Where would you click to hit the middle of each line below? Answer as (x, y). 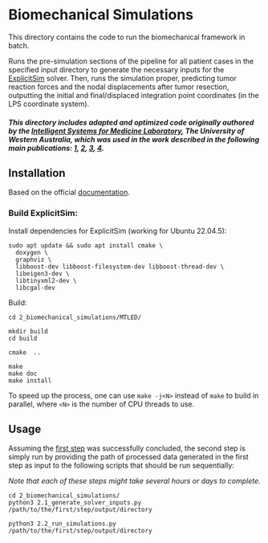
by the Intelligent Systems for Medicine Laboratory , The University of (126, 131)
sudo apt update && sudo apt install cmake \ (85, 245)
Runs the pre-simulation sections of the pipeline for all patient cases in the (131, 61)
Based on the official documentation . (69, 192)
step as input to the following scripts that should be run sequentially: (122, 465)
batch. (19, 45)
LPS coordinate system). (49, 104)
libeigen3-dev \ (43, 274)
